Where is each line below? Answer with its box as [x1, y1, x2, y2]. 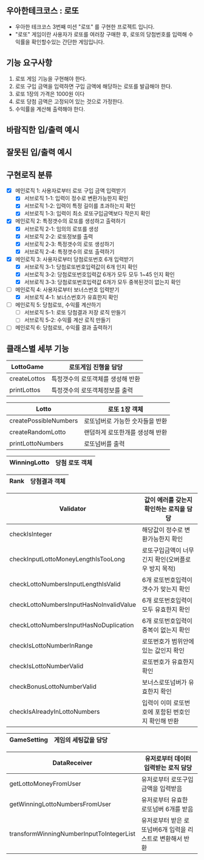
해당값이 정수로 [141, 526, 183, 534]
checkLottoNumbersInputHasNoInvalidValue [9, 600, 137, 609]
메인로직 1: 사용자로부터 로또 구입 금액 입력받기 [15, 187, 126, 194]
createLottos [9, 374, 46, 383]
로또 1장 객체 [107, 405, 144, 414]
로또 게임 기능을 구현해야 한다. [15, 75, 87, 82]
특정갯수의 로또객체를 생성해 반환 [51, 375, 141, 384]
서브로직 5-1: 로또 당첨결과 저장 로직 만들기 [24, 309, 126, 316]
